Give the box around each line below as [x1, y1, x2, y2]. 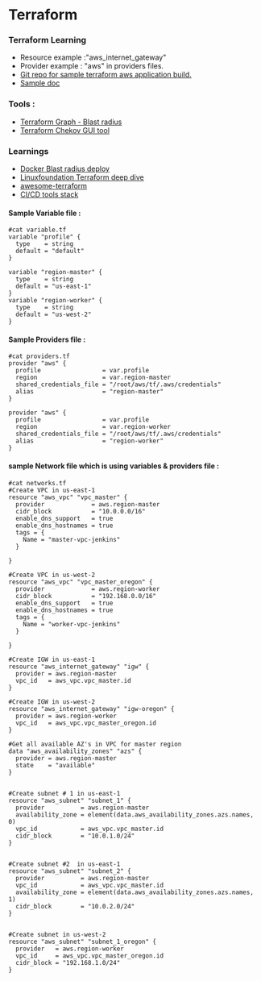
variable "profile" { [8, 233, 81, 241]
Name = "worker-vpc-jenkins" [23, 620, 121, 628]
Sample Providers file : [8, 335, 86, 344]
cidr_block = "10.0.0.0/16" [15, 507, 147, 515]
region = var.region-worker [15, 423, 172, 431]
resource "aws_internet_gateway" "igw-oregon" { [8, 705, 175, 713]
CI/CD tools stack [19, 189, 79, 199]
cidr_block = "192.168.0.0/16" [15, 592, 157, 600]
